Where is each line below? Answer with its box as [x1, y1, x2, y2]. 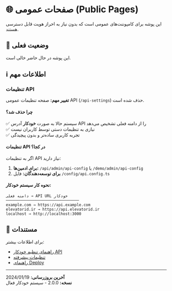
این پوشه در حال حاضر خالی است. [6, 55, 71, 61]
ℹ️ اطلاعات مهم [6, 70, 46, 79]
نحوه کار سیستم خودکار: [6, 182, 52, 188]
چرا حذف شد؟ [6, 109, 33, 115]
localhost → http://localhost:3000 [6, 211, 82, 216]
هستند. [6, 26, 19, 32]
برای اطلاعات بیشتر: [6, 238, 45, 245]
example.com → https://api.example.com [6, 203, 91, 208]
